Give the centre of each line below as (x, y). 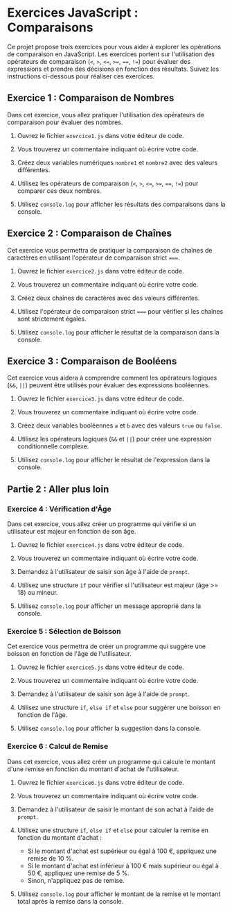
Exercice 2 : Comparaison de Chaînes (89, 234)
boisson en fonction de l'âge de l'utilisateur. (69, 654)
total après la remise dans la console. (70, 901)
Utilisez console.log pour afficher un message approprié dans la (109, 606)
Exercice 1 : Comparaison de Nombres (91, 98)
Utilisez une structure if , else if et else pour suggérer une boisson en (119, 708)
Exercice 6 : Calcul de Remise (58, 746)
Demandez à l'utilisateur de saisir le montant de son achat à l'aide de (115, 809)
